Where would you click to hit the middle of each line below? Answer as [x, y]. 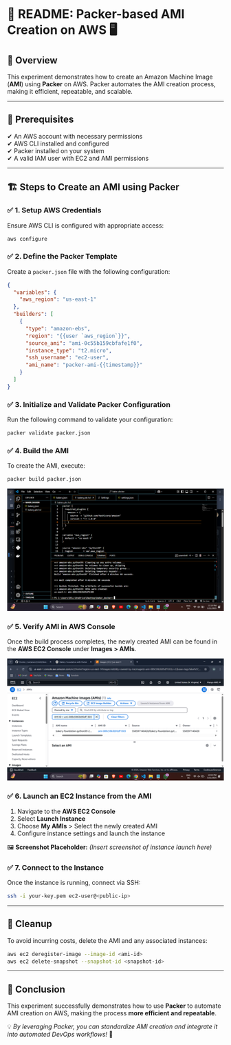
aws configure [27, 239]
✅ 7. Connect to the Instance [56, 867]
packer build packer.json [44, 479]
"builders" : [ [33, 314]
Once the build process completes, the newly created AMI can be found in [112, 641]
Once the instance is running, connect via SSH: [74, 883]
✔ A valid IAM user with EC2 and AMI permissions [78, 158]
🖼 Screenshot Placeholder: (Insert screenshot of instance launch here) [110, 847]
